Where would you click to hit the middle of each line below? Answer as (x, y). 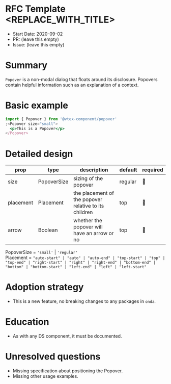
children (83, 212)
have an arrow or (94, 234)
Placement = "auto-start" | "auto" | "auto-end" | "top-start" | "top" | (85, 258)
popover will (88, 227)
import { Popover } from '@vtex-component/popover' (61, 119)
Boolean (48, 230)
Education (27, 322)
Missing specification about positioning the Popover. (68, 371)
